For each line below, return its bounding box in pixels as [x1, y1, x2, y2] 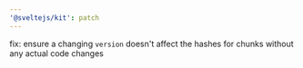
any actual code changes [9, 47, 105, 59]
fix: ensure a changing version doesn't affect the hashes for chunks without [9, 38, 294, 49]
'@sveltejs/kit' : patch [9, 13, 100, 23]
